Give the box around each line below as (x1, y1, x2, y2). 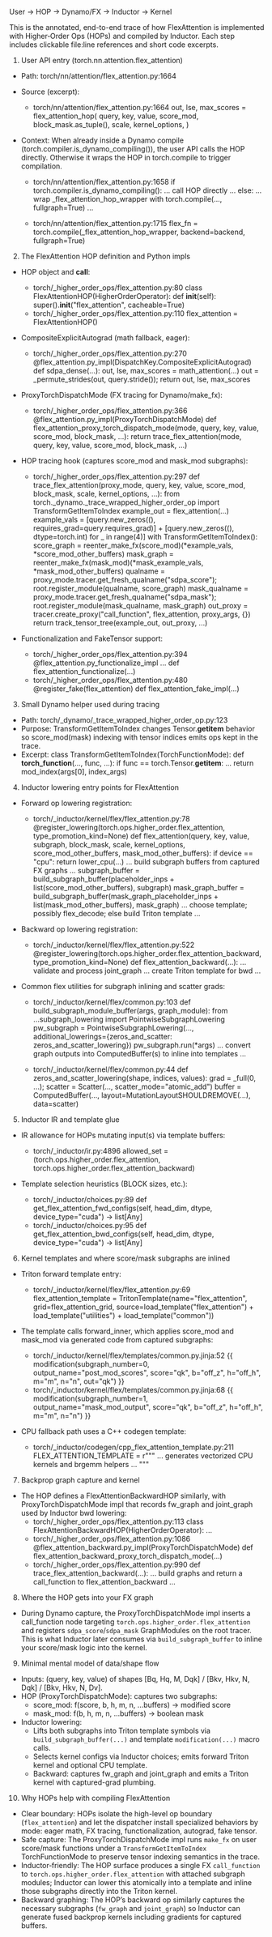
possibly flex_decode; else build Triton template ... (32, 909, 201, 918)
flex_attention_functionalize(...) (32, 667, 136, 676)
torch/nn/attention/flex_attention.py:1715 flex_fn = (32, 219, 198, 228)
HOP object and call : (20, 267, 91, 276)
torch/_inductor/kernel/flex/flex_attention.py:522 (32, 940, 195, 949)
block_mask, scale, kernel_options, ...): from (32, 489, 181, 498)
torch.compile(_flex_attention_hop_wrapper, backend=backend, (32, 227, 245, 237)
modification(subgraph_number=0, (32, 1359, 150, 1368)
